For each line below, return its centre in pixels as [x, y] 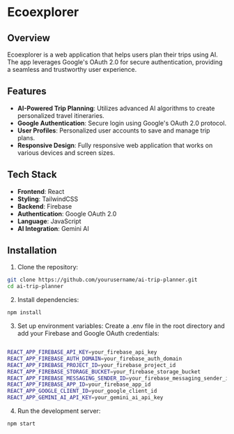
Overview [29, 38]
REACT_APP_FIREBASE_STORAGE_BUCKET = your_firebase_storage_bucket [104, 372]
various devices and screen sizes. [66, 152]
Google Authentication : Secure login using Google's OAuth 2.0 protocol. [122, 123]
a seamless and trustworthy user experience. [72, 69]
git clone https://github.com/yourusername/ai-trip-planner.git [102, 280]
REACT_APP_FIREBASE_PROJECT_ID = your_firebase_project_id [92, 365]
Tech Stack [32, 175]
